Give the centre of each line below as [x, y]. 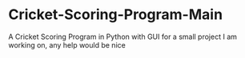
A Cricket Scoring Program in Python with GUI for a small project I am [123, 37]
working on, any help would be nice [67, 44]
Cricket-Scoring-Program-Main [115, 15]
